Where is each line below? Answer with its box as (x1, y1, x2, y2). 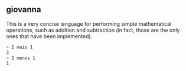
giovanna (6, 5, 41, 15)
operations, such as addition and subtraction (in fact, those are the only (6, 26, 180, 33)
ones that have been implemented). (6, 32, 93, 40)
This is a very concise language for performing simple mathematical (6, 20, 172, 27)
